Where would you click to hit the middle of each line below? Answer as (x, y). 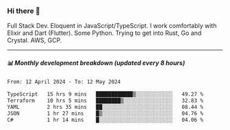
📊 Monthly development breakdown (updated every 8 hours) (96, 63)
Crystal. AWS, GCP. (35, 40)
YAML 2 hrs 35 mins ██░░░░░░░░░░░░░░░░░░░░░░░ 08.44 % (105, 107)
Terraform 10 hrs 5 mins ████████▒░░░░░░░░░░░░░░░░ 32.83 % (105, 101)
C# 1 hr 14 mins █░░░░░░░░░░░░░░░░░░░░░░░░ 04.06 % (105, 120)
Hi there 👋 (24, 11)
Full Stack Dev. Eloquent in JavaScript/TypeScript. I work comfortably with (112, 26)
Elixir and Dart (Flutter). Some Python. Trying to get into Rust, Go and (104, 33)
